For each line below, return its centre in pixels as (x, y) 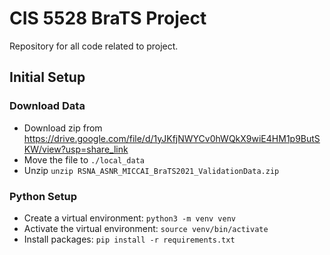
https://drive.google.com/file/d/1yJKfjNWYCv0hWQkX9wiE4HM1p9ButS (172, 138)
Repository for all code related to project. (94, 46)
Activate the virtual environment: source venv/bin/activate (146, 228)
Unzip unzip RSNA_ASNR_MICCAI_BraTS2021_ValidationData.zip (151, 170)
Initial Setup (47, 77)
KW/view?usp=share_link (76, 149)
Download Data (47, 106)
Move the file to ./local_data (84, 159)
